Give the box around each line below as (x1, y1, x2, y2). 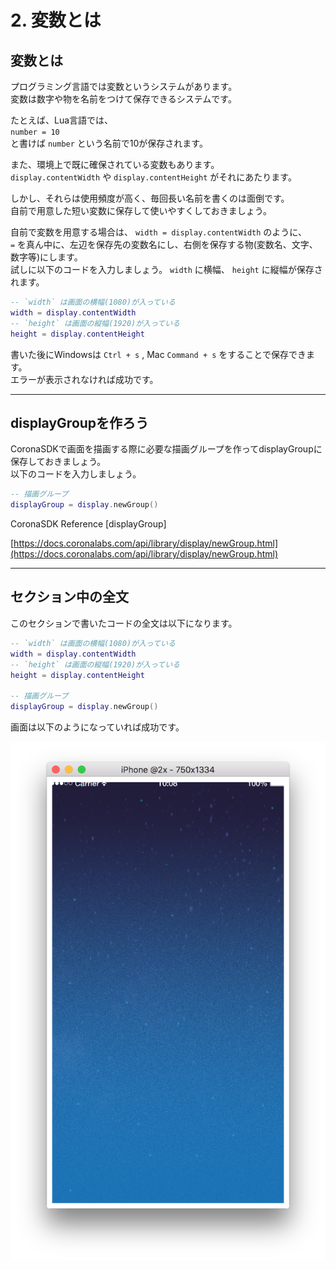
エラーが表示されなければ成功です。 (10, 373, 159, 385)
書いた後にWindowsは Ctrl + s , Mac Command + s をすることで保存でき (10, 348, 307, 360)
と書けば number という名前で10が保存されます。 (10, 137, 208, 149)
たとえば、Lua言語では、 (10, 114, 114, 126)
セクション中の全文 (10, 589, 129, 606)
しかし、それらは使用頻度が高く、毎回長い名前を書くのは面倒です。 (10, 192, 290, 204)
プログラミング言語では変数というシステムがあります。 (10, 81, 238, 92)
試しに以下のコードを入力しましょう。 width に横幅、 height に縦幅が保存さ (10, 264, 323, 275)
